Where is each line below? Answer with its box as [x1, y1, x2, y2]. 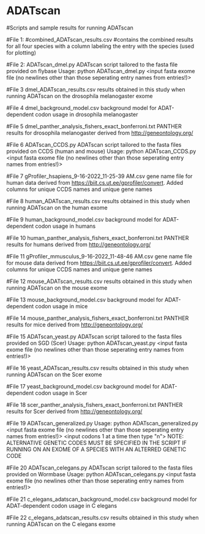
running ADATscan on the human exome [6, 204, 108, 211]
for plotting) [6, 48, 37, 56]
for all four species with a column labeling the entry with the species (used [6, 42, 195, 50]
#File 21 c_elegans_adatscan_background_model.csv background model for [6, 495, 198, 503]
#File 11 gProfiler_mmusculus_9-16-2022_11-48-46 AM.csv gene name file [6, 252, 193, 260]
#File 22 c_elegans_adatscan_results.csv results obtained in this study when [6, 514, 199, 521]
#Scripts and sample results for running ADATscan [6, 24, 133, 31]
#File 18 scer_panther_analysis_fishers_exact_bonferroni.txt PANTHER [6, 401, 183, 408]
